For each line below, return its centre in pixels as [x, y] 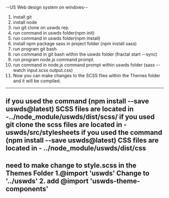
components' [27, 189]
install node [25, 22]
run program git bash [35, 49]
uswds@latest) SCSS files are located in [70, 109]
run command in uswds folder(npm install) [57, 38]
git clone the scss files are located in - [66, 125]
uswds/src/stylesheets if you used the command [84, 133]
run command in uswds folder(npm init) [54, 33]
